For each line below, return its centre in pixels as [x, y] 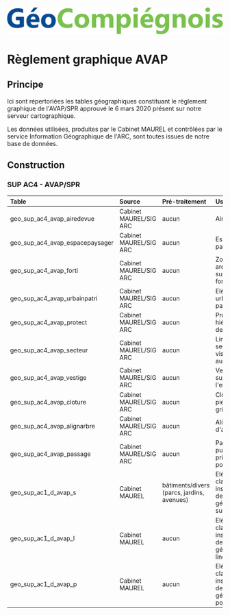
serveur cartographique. [41, 116]
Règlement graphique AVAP [88, 59]
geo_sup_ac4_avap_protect [49, 322]
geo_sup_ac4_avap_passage [50, 454]
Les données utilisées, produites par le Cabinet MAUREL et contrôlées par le [115, 129]
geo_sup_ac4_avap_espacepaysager [62, 243]
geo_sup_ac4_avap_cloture [48, 402]
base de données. [33, 143]
